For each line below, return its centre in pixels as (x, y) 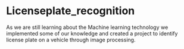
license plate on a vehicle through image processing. (71, 40)
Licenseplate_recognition (71, 11)
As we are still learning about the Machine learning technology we (87, 27)
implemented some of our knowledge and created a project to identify (92, 33)
